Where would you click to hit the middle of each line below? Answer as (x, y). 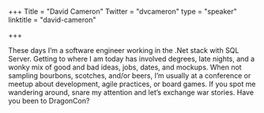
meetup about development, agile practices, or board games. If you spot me (132, 84)
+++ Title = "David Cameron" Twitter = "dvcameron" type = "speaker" (123, 11)
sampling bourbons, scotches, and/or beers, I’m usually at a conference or (130, 75)
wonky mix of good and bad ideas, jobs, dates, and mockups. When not (125, 67)
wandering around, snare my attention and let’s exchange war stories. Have (131, 92)
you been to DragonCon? (49, 101)
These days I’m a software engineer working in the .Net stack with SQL (124, 50)
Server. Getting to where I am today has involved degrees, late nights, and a (132, 59)
